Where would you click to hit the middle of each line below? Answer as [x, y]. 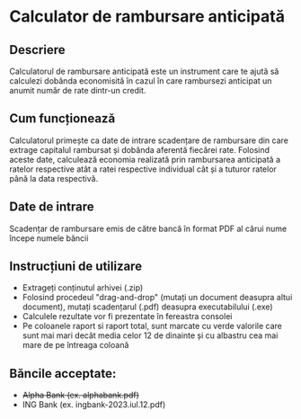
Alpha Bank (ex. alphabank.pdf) [80, 395]
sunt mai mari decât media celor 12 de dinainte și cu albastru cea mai [150, 335]
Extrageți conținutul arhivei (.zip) [83, 288]
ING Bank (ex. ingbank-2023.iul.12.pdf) [94, 405]
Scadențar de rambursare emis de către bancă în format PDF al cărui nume [148, 228]
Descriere [37, 50]
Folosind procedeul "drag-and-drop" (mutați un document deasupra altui [157, 298]
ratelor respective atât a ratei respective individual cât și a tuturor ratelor [143, 169]
